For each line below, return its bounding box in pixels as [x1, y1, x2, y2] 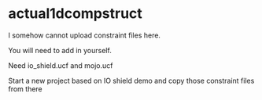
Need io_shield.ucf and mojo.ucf [8, 60, 113, 70]
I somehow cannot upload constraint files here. [8, 30, 161, 40]
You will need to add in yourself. [8, 45, 112, 55]
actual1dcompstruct [8, 5, 143, 23]
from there [8, 84, 43, 94]
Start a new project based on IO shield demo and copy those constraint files [8, 76, 255, 85]
